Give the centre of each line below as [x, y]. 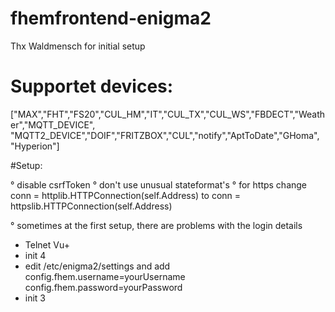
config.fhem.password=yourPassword [103, 287]
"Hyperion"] [35, 146]
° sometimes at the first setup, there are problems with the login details [156, 225]
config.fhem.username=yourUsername [105, 276]
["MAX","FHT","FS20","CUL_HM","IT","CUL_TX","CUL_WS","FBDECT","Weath [168, 114]
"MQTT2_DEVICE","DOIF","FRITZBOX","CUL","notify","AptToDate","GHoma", [165, 135]
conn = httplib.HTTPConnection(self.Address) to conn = [126, 195]
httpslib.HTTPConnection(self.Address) [91, 206]
